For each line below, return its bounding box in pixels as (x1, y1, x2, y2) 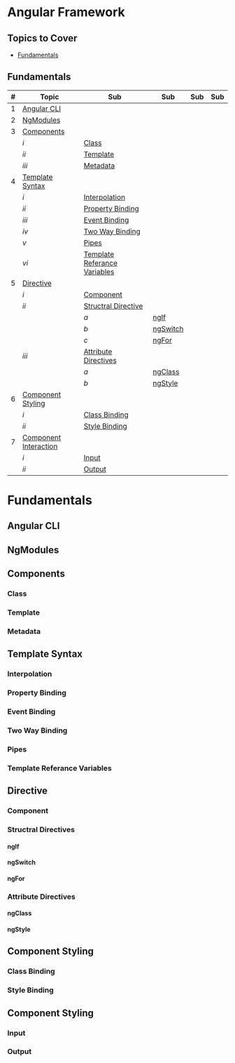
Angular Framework (7, 4, 126, 20)
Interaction (22, 441, 58, 451)
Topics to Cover (7, 32, 78, 44)
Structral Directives (7, 825, 76, 835)
